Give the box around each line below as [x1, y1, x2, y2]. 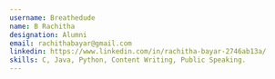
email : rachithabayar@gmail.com [9, 38, 132, 48]
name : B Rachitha [9, 22, 76, 31]
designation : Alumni [9, 30, 88, 39]
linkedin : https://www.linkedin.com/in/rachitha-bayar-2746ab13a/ [9, 47, 267, 56]
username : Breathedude [9, 13, 96, 23]
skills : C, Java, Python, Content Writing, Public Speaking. [9, 55, 247, 64]
